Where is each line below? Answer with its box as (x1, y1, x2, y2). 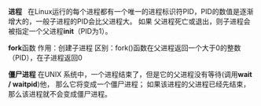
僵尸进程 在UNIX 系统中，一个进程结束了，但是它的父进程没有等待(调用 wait (8, 70, 253, 79)
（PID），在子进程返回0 (8, 53, 83, 62)
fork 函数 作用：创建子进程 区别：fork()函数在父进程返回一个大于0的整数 (8, 43, 241, 53)
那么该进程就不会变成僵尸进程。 (8, 90, 112, 98)
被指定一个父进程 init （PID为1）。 (8, 27, 112, 35)
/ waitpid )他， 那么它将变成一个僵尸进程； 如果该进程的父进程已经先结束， (8, 79, 251, 89)
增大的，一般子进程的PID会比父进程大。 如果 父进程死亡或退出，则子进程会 (8, 16, 251, 26)
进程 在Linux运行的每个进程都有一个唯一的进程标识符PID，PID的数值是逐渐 (8, 7, 254, 16)
